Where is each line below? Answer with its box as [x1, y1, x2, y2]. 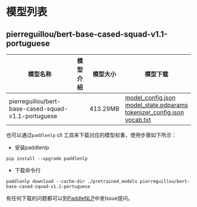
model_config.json [125, 94, 176, 102]
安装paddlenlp [14, 144, 50, 151]
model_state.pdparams [125, 101, 188, 109]
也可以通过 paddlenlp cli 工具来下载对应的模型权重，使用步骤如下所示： [6, 132, 177, 138]
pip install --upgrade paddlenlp [6, 156, 88, 162]
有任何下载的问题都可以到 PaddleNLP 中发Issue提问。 [6, 195, 133, 202]
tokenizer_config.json [125, 108, 185, 116]
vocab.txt [125, 116, 151, 123]
